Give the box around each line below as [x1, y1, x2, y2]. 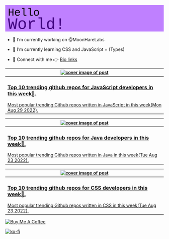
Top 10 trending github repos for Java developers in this [7, 134, 149, 141]
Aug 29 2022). [7, 107, 39, 113]
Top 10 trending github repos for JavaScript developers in [7, 84, 153, 91]
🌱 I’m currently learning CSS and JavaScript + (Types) [12, 46, 125, 52]
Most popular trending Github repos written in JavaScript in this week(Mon [7, 101, 162, 108]
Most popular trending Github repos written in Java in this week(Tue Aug [7, 152, 157, 158]
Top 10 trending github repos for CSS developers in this [7, 185, 148, 192]
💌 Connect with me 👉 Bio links [12, 56, 77, 63]
